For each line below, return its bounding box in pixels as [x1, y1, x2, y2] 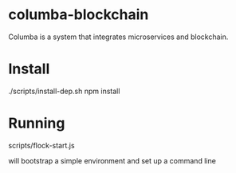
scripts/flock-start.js [8, 140, 75, 150]
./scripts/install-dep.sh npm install [8, 86, 120, 96]
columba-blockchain [8, 6, 149, 24]
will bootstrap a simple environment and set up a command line [8, 155, 217, 165]
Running [8, 114, 65, 132]
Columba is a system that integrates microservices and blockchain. [8, 32, 229, 41]
